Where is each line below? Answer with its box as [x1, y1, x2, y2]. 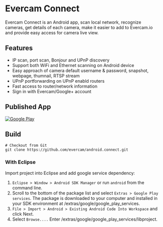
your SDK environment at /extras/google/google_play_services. [12, 200, 140, 206]
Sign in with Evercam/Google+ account [12, 88, 92, 94]
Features [5, 44, 33, 52]
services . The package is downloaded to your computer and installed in [12, 195, 158, 201]
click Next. [12, 211, 34, 217]
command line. [12, 185, 43, 191]
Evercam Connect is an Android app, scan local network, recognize [5, 19, 141, 25]
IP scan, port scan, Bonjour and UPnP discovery [12, 57, 109, 63]
